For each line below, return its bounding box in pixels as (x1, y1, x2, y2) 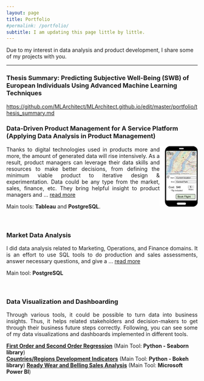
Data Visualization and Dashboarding (6, 298, 118, 306)
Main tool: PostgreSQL (6, 269, 64, 276)
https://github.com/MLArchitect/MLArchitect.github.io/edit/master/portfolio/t (6, 103, 198, 110)
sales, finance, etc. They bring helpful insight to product (6, 184, 160, 191)
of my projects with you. (6, 53, 67, 60)
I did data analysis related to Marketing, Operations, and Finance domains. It (6, 245, 198, 252)
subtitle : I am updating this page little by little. (6, 29, 146, 35)
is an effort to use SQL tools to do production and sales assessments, (6, 251, 198, 258)
